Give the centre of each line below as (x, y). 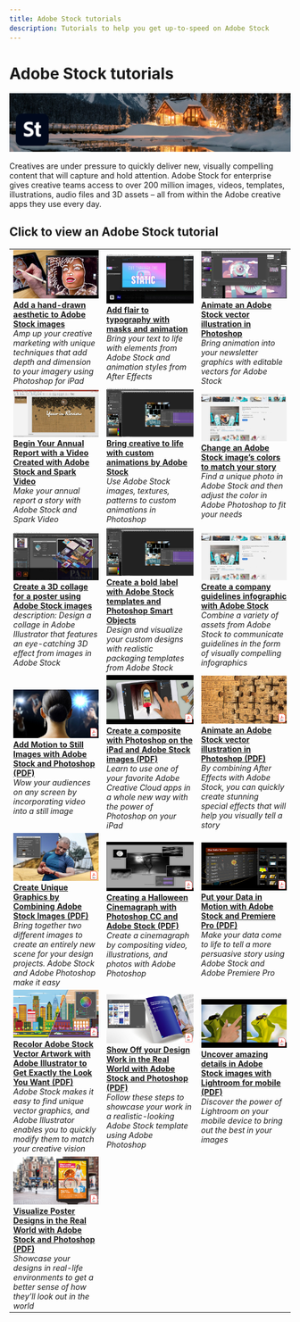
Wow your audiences (52, 782)
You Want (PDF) (43, 1082)
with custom (130, 453)
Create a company (236, 586)
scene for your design (53, 954)
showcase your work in (149, 1106)
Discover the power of (242, 1102)
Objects (121, 620)
